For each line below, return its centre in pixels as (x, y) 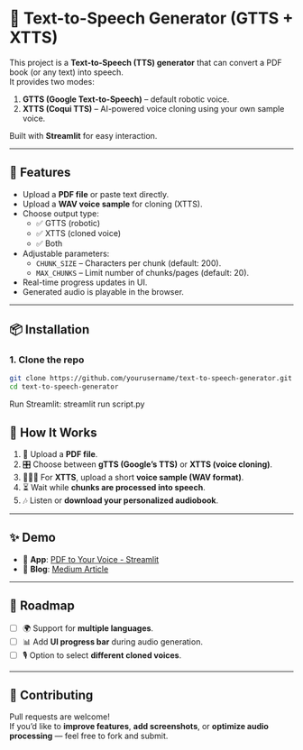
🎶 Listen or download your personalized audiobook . (120, 500)
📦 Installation (50, 329)
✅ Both (49, 243)
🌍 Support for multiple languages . (88, 628)
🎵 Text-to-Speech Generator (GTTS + (151, 18)
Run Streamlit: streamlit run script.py (77, 404)
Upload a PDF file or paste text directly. (96, 194)
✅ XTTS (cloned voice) (78, 233)
